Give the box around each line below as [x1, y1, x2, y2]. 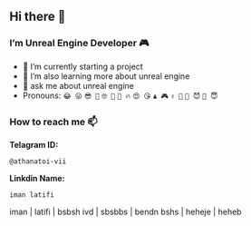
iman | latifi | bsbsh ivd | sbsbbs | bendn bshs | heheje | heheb [9, 206, 242, 217]
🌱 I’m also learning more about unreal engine [22, 70, 190, 82]
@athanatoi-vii [9, 156, 67, 166]
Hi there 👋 [9, 9, 66, 25]
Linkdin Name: [9, 172, 65, 183]
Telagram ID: [9, 139, 59, 150]
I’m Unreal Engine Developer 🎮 [9, 37, 150, 50]
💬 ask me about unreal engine [22, 80, 134, 91]
